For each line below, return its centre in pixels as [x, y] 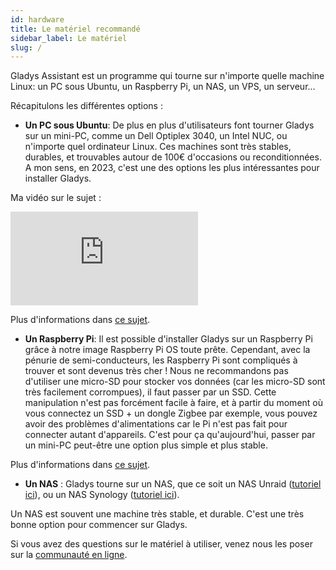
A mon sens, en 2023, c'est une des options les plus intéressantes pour [172, 168]
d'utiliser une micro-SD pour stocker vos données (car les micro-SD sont [175, 382]
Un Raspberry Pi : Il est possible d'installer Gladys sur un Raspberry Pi [168, 339]
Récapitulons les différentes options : [86, 106]
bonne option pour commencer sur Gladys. [99, 525]
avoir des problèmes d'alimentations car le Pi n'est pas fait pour [156, 424]
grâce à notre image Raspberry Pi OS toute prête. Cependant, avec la [167, 350]
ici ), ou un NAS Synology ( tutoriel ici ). [102, 495]
